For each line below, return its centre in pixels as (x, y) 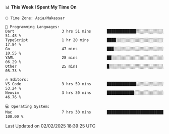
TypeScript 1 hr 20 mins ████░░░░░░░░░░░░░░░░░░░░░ (84, 40)
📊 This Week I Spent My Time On (41, 7)
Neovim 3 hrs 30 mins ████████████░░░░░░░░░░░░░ (84, 93)
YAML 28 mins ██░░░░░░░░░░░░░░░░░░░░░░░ (84, 58)
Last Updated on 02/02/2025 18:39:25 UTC (50, 126)
